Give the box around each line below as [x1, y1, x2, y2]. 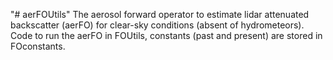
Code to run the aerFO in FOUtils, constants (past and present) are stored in [10, 30, 323, 41]
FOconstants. [10, 40, 66, 52]
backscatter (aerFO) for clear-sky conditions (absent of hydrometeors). [10, 19, 305, 31]
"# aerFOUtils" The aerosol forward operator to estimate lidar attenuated [10, 9, 310, 20]
